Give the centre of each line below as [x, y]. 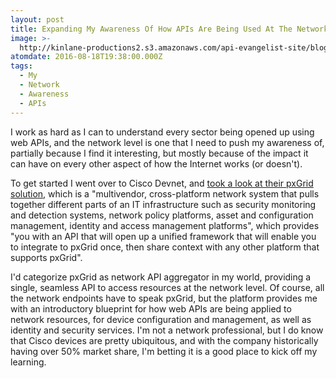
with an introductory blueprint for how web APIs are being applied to [151, 308]
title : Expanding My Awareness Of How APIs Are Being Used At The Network [169, 29]
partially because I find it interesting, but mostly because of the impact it [159, 153]
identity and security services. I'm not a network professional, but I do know [167, 330]
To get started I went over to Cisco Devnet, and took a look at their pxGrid [162, 183]
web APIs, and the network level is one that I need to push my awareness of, [167, 142]
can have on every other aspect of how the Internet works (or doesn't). [156, 163]
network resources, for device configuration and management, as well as [161, 319]
